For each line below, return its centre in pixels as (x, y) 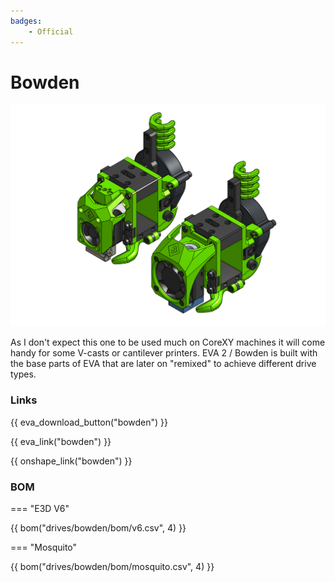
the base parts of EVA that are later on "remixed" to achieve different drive (163, 364)
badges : (26, 21)
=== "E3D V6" (40, 508)
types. (23, 374)
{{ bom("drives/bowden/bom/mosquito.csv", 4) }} (112, 566)
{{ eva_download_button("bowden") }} (89, 422)
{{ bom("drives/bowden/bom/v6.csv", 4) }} (98, 527)
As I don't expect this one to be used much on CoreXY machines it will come (168, 342)
